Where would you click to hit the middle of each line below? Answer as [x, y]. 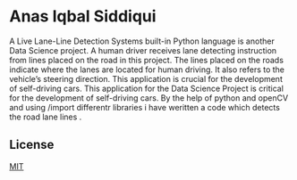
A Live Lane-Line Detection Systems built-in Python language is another [142, 41]
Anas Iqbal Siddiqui [83, 16]
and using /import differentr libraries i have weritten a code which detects [144, 107]
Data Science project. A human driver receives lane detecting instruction [143, 50]
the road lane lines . [46, 117]
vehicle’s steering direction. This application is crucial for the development [146, 78]
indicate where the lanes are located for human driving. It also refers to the [147, 70]
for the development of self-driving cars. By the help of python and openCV [149, 98]
